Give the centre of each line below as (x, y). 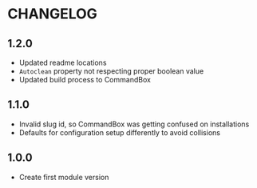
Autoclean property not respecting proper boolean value (111, 71)
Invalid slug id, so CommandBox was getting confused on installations (134, 124)
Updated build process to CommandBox (85, 80)
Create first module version (64, 177)
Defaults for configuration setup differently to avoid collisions (120, 132)
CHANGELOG (52, 14)
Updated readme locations (63, 62)
